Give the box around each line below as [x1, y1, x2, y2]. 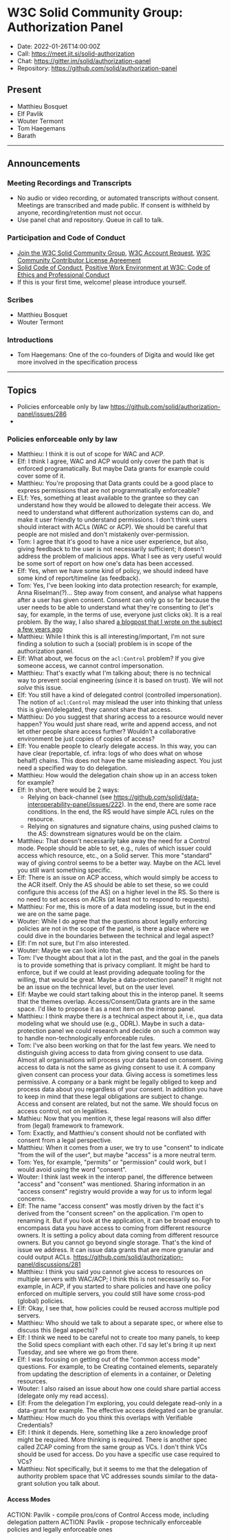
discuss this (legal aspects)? [16, 1326, 98, 1335]
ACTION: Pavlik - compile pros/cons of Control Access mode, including [7, 1510, 210, 1519]
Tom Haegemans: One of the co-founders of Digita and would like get [16, 350, 215, 359]
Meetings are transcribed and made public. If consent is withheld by [16, 201, 210, 210]
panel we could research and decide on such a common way [47, 1027, 221, 1035]
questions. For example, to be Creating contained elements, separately [16, 1363, 218, 1371]
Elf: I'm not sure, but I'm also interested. [16, 939, 131, 948]
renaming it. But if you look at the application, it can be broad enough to [16, 1216, 221, 1225]
